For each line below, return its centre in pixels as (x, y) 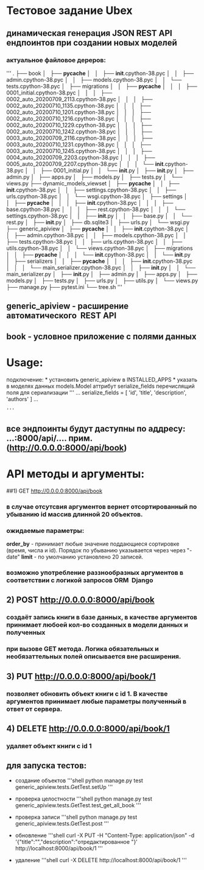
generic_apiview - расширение (68, 306)
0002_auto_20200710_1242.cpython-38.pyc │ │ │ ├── (79, 131)
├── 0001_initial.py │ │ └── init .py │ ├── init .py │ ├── (117, 170)
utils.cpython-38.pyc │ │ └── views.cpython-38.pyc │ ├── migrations (100, 248)
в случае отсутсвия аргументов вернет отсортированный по (102, 507)
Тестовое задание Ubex (69, 11)
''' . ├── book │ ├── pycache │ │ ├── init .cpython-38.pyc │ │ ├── (100, 73)
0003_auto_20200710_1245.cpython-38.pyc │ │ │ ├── (79, 151)
